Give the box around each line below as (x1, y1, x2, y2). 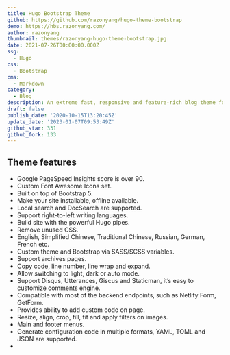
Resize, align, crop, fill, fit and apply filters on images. (16, 313, 168, 321)
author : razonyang (7, 29, 60, 36)
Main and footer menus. (16, 320, 85, 329)
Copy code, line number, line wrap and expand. (16, 262, 151, 271)
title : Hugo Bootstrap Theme (7, 10, 90, 17)
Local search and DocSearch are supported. (16, 204, 142, 212)
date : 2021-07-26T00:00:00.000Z (7, 42, 99, 49)
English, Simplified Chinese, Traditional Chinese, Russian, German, (16, 233, 205, 241)
